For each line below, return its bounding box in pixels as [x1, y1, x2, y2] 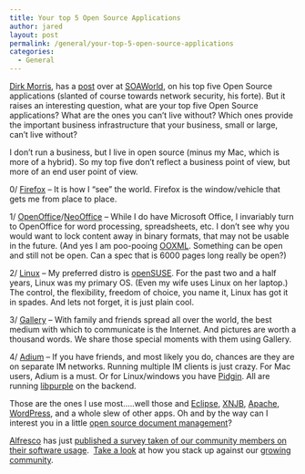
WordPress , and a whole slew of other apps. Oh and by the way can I [9, 407, 269, 418]
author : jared [9, 22, 64, 31]
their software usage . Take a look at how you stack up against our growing [9, 445, 291, 456]
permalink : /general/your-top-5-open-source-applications [9, 38, 234, 48]
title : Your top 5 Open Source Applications [9, 13, 181, 23]
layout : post [9, 30, 59, 39]
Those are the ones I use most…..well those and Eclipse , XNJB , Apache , [9, 398, 280, 408]
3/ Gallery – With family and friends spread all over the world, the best [9, 314, 272, 325]
